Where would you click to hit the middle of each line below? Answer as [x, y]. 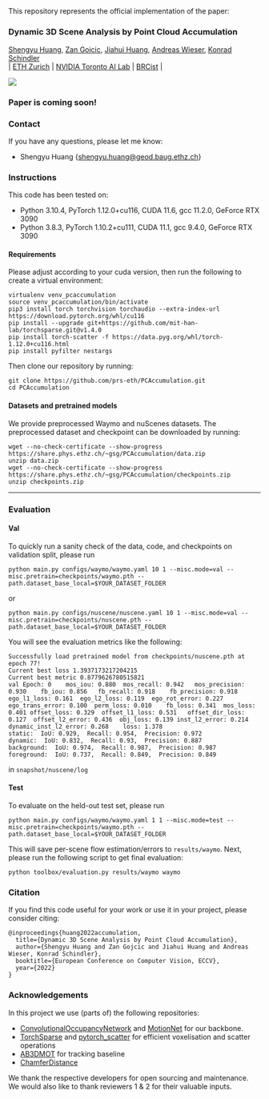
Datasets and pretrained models [63, 405]
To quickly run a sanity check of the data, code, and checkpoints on [120, 546]
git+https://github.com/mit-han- [143, 324]
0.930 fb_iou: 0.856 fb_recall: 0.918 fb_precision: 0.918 [123, 691]
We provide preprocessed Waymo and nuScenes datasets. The [112, 423]
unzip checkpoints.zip [46, 481]
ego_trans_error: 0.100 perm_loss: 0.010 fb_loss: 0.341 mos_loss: [132, 705]
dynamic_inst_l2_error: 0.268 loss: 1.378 [85, 727]
